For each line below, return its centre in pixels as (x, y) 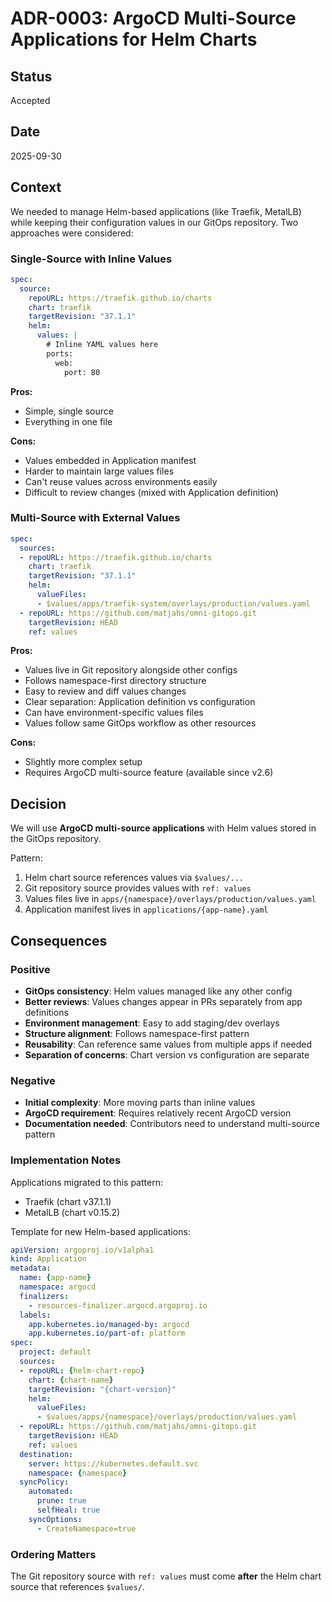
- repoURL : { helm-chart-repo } (82, 1370)
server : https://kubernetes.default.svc (113, 1463)
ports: (60, 353)
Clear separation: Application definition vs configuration (140, 702)
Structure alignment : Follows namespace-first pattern (137, 1033)
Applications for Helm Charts (134, 39)
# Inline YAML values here (102, 345)
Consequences (59, 940)
